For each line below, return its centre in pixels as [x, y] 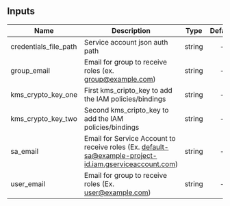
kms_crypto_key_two [44, 118]
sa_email [25, 151]
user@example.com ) [118, 192]
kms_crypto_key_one [44, 94]
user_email [28, 183]
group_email [30, 70]
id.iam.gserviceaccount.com [130, 164]
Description [131, 30]
